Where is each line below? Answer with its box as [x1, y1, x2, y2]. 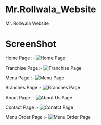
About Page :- [5, 94, 35, 100]
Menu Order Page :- [5, 114, 47, 120]
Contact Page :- [5, 104, 39, 110]
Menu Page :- [5, 75, 34, 81]
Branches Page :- [5, 84, 42, 90]
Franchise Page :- [5, 65, 43, 71]
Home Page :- [5, 55, 35, 61]
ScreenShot [5, 38, 57, 50]
